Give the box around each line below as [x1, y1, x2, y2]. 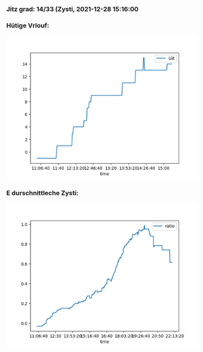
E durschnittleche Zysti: [6, 189, 79, 197]
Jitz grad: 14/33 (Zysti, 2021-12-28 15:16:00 [6, 5, 139, 13]
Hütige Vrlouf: [6, 21, 50, 29]
